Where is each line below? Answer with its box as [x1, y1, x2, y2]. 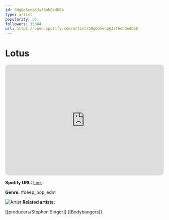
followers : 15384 [5, 21, 42, 27]
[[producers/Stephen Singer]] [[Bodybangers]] [5, 209, 102, 215]
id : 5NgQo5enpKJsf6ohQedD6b [5, 7, 64, 13]
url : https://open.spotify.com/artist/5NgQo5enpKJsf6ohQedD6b [5, 26, 138, 31]
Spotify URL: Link [5, 180, 42, 186]
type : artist [5, 12, 33, 17]
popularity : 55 [5, 17, 37, 22]
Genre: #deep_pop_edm [5, 189, 56, 195]
